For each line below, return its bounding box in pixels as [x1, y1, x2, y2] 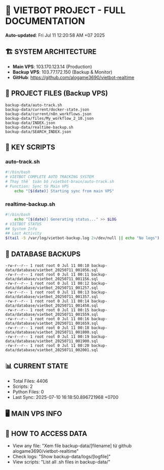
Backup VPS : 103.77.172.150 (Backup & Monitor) [12, 69, 113, 75]
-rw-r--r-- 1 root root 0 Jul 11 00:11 [5, 272, 90, 277]
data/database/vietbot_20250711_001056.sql [5, 267, 99, 273]
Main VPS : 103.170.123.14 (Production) [12, 63, 92, 70]
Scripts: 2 [12, 383, 33, 389]
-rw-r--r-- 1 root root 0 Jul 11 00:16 [5, 316, 90, 321]
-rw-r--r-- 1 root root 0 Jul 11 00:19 [5, 334, 90, 339]
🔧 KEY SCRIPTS [5, 143, 56, 151]
